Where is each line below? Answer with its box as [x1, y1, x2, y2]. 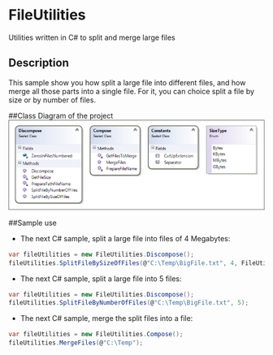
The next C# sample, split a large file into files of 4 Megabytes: [19, 233, 231, 243]
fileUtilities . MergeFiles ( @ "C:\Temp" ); [8, 339, 144, 347]
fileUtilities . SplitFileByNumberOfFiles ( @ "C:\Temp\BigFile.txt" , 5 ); [8, 299, 249, 307]
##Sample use [8, 218, 57, 227]
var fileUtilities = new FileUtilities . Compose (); [8, 331, 184, 339]
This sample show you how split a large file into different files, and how [8, 77, 246, 87]
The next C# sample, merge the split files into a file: [19, 314, 193, 323]
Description [8, 56, 69, 70]
